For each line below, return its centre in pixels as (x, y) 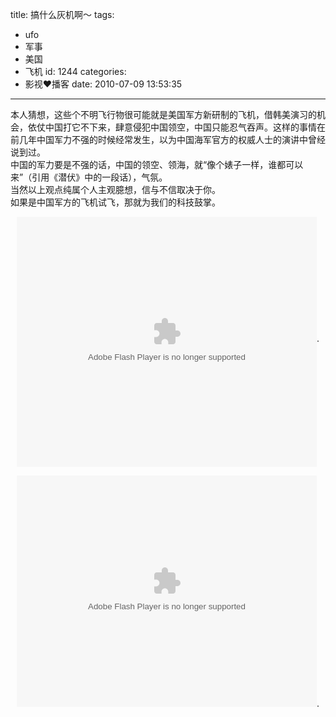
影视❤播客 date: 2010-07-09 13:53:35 (103, 84)
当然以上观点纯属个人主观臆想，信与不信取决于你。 (115, 189)
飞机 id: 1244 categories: (75, 71)
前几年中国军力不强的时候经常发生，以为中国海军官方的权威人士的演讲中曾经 (168, 139)
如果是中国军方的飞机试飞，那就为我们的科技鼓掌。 (115, 202)
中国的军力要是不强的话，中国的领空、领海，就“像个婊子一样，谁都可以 (157, 164)
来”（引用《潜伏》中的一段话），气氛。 (89, 177)
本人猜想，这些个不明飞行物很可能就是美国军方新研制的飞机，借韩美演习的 (163, 114)
